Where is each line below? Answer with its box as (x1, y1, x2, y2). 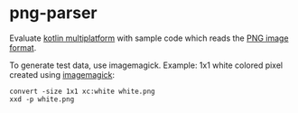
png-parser (9, 3, 98, 24)
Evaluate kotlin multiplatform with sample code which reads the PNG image (9, 33, 289, 43)
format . (9, 42, 37, 52)
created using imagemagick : (9, 69, 116, 80)
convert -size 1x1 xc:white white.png (9, 87, 155, 96)
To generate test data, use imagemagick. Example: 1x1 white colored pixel (9, 60, 283, 71)
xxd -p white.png (9, 94, 75, 104)
